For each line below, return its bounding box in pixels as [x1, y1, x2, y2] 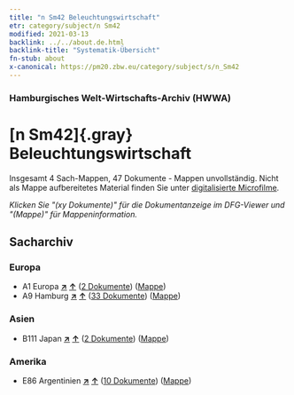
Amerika [9, 355, 47, 367]
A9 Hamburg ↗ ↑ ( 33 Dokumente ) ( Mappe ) [21, 290, 182, 302]
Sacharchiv [9, 234, 73, 249]
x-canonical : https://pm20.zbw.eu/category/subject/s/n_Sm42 [9, 63, 240, 72]
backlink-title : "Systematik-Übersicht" [9, 46, 161, 55]
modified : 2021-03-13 [9, 29, 89, 38]
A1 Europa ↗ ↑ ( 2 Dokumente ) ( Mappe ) [21, 281, 166, 292]
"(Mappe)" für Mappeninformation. [9, 209, 138, 219]
